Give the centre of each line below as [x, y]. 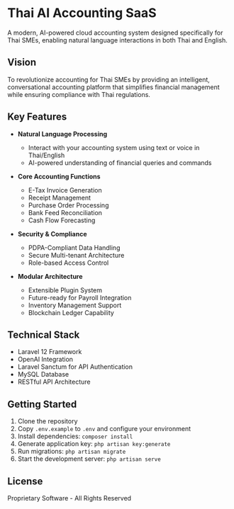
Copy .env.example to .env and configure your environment [104, 429]
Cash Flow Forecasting [62, 220]
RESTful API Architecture [54, 382]
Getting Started [42, 404]
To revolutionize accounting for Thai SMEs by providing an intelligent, [109, 79]
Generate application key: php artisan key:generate [94, 444]
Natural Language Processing [62, 134]
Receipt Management [59, 198]
